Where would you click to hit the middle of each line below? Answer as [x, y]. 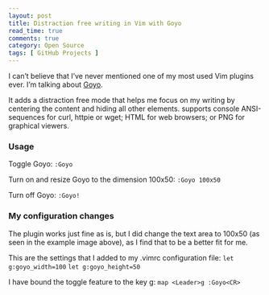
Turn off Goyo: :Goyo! [44, 195]
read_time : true [35, 31]
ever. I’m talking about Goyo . [56, 84]
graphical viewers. [39, 126]
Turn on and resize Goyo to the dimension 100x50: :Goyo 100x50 [115, 180]
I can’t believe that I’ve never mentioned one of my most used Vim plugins [131, 76]
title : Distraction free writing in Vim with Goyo [95, 23]
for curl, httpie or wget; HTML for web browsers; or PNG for [146, 117]
